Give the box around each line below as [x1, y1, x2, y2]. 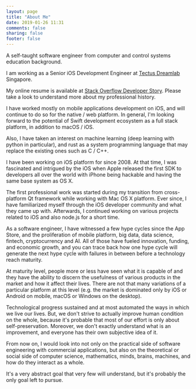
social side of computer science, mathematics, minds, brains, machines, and [6, 353, 191, 360]
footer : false [6, 36, 41, 42]
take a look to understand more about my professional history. [6, 93, 156, 100]
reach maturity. [6, 256, 43, 263]
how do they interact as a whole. [6, 359, 85, 366]
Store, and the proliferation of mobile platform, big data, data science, [6, 231, 174, 238]
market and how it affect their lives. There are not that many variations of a [6, 280, 186, 287]
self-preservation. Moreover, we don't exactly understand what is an [6, 323, 171, 329]
